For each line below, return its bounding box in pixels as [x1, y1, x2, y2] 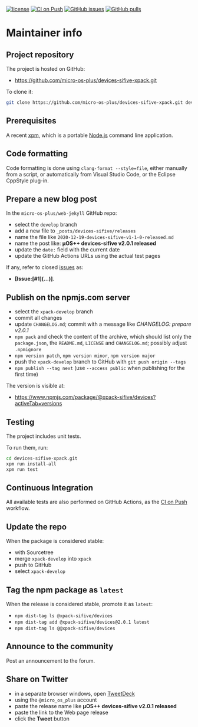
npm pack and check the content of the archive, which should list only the [14, 333, 192, 340]
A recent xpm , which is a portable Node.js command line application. [6, 132, 173, 139]
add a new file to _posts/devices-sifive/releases [14, 227, 136, 234]
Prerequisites [6, 116, 57, 126]
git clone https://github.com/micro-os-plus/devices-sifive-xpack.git [6, 100, 183, 106]
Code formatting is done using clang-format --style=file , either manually [6, 164, 187, 171]
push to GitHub [14, 561, 52, 569]
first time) [14, 371, 38, 378]
